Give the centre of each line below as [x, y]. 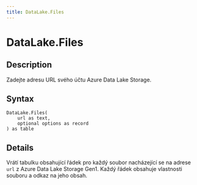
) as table [20, 129]
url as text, [34, 118]
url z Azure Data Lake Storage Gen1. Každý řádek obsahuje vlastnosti [94, 169]
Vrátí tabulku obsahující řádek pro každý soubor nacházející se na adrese [99, 162]
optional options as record [53, 124]
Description [29, 65]
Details [20, 148]
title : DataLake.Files [35, 12]
